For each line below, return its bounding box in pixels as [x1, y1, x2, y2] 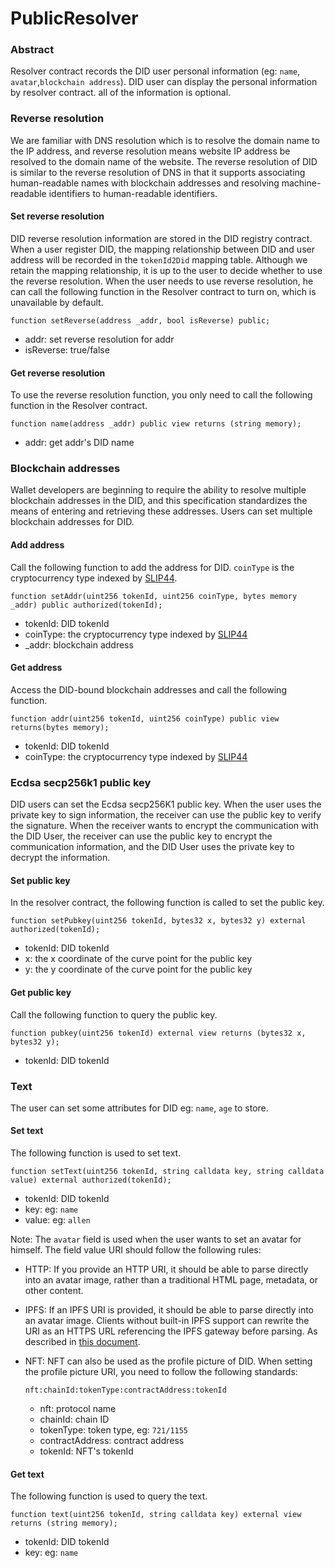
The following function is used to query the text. [10, 1490, 208, 1502]
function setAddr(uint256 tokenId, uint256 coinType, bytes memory [10, 591, 298, 601]
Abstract [10, 43, 55, 57]
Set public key [10, 874, 71, 886]
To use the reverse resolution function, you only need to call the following [10, 389, 313, 401]
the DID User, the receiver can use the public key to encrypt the [10, 830, 273, 842]
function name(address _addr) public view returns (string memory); [10, 419, 302, 429]
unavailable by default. [10, 296, 104, 308]
